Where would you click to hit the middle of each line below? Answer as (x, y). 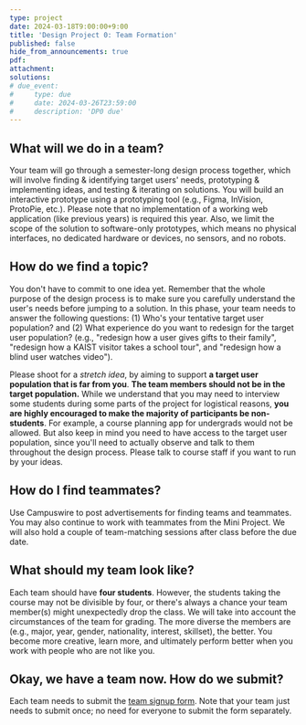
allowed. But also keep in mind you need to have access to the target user (148, 432)
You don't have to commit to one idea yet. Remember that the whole (137, 289)
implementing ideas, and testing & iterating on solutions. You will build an (147, 190)
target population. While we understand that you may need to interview (145, 394)
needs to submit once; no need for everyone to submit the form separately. (151, 711)
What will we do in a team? (87, 148)
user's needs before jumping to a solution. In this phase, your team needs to (153, 308)
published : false (42, 43)
